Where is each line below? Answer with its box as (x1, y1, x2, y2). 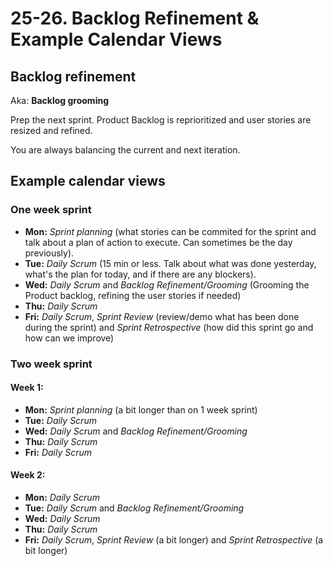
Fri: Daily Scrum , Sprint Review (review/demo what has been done (24, 310, 300, 322)
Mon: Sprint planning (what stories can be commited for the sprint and (24, 225, 317, 237)
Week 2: (10, 469, 46, 481)
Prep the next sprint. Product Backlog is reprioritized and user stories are (10, 114, 312, 126)
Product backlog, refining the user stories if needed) (24, 289, 242, 301)
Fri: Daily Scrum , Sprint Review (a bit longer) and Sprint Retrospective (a (24, 534, 324, 546)
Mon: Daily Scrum (24, 492, 100, 504)
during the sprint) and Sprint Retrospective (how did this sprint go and (24, 321, 314, 333)
